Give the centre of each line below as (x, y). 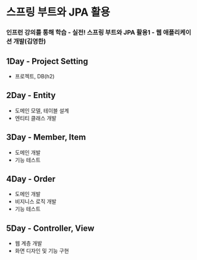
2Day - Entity (31, 95)
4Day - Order (31, 179)
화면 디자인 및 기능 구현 (42, 251)
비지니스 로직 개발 (35, 201)
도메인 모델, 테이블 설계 (42, 111)
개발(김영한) (29, 41)
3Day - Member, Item (46, 137)
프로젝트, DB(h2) (35, 76)
